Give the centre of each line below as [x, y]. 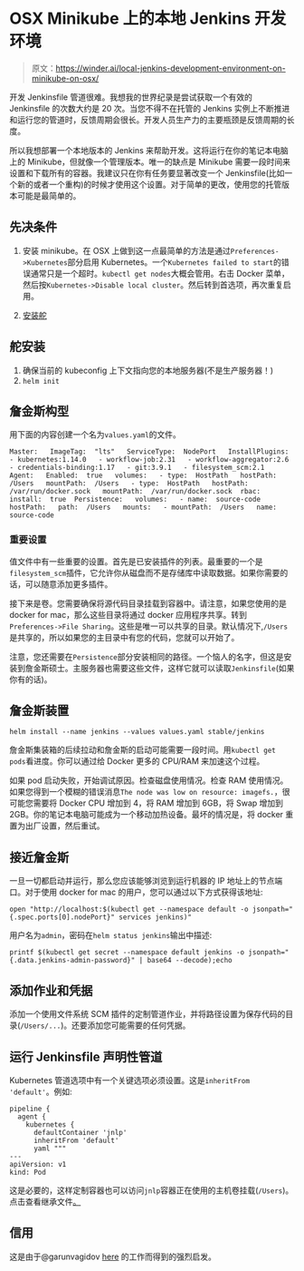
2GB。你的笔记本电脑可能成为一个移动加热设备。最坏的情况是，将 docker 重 [152, 815]
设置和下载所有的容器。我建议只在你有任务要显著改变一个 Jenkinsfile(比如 [147, 172]
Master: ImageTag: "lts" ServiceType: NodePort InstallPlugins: [149, 452]
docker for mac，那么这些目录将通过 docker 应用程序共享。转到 [128, 614]
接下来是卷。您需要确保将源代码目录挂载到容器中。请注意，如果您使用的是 [148, 603]
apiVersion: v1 [38, 1164]
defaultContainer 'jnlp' [80, 1132]
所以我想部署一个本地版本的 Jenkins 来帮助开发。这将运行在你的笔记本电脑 [149, 150]
